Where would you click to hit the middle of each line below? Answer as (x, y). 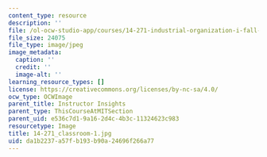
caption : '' (35, 60)
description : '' (35, 23)
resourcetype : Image (43, 126)
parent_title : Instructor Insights (67, 104)
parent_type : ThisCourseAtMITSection (71, 112)
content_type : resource (48, 15)
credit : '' (33, 67)
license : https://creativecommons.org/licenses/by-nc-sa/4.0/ (113, 89)
